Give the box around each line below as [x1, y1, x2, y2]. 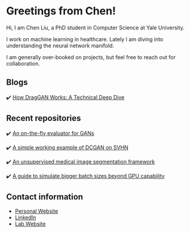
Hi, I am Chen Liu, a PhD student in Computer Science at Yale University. [6, 24, 185, 31]
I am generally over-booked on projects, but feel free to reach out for [6, 53, 176, 60]
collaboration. [6, 60, 40, 67]
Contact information [6, 192, 84, 202]
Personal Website [14, 208, 59, 215]
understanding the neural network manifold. [6, 42, 115, 49]
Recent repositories [6, 113, 81, 123]
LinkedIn [14, 214, 36, 221]
